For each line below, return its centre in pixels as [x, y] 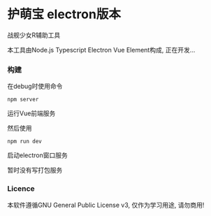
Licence [21, 189]
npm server [23, 100]
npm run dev [24, 142]
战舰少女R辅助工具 [34, 35]
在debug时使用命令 [35, 86]
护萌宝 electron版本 [64, 14]
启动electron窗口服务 [37, 155]
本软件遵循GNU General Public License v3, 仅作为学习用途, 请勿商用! [106, 205]
